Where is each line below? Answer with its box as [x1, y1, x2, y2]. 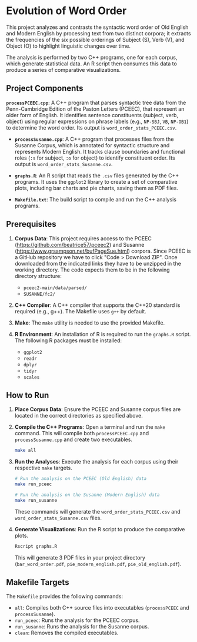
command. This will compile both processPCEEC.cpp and [14, 430, 149, 437]
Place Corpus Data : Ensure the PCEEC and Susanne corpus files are [14, 406, 181, 413]
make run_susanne [14, 497, 58, 503]
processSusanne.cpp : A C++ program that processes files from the [14, 135, 174, 143]
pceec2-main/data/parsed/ [23, 284, 87, 291]
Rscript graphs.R [14, 543, 58, 549]
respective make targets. [14, 464, 72, 472]
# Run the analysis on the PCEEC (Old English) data [14, 476, 147, 482]
